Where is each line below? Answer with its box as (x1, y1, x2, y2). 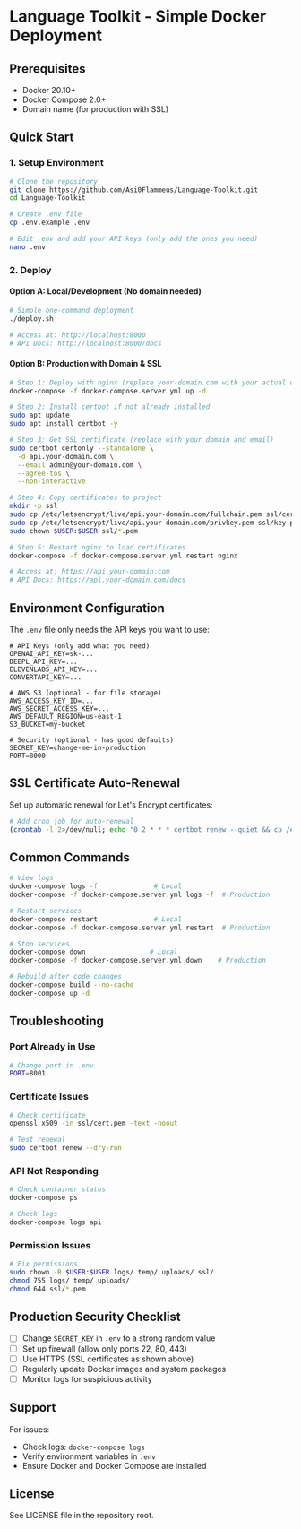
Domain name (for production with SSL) (21, 104, 169, 114)
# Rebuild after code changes (9, 972, 123, 981)
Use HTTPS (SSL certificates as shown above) (21, 1353, 194, 1364)
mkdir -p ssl (9, 502, 58, 511)
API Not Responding (9, 1164, 99, 1177)
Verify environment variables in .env (21, 1450, 157, 1462)
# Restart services (9, 906, 82, 915)
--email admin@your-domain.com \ (17, 460, 142, 470)
